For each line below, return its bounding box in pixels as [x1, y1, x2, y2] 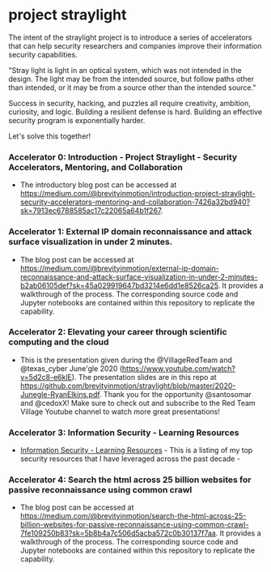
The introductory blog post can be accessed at [19, 180, 177, 190]
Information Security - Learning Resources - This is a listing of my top [19, 446, 253, 455]
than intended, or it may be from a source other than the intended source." [8, 83, 256, 92]
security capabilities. [8, 49, 78, 59]
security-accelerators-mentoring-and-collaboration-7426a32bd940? [19, 197, 251, 207]
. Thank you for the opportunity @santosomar [100, 389, 252, 399]
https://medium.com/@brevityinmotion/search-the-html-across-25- [19, 511, 247, 521]
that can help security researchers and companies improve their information [8, 41, 262, 50]
